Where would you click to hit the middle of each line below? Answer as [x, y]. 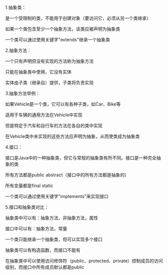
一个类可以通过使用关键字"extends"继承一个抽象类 [58, 40]
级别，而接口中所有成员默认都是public [45, 267]
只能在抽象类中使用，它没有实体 [38, 72]
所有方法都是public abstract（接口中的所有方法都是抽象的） [67, 175]
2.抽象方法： [18, 50]
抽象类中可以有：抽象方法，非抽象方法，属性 [52, 218]
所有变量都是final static [29, 186]
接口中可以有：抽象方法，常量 [36, 228]
